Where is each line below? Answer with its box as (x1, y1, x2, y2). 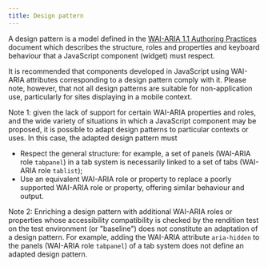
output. (19, 191, 44, 200)
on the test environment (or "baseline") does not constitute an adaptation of (8, 224, 258, 233)
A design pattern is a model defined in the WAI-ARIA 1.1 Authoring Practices (8, 34, 258, 43)
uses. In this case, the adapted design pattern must (8, 133, 178, 143)
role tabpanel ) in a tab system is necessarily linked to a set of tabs (19, 157, 238, 167)
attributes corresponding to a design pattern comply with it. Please (26, 75, 246, 84)
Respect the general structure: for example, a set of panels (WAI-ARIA (19, 148, 251, 158)
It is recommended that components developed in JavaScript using (8, 66, 230, 76)
